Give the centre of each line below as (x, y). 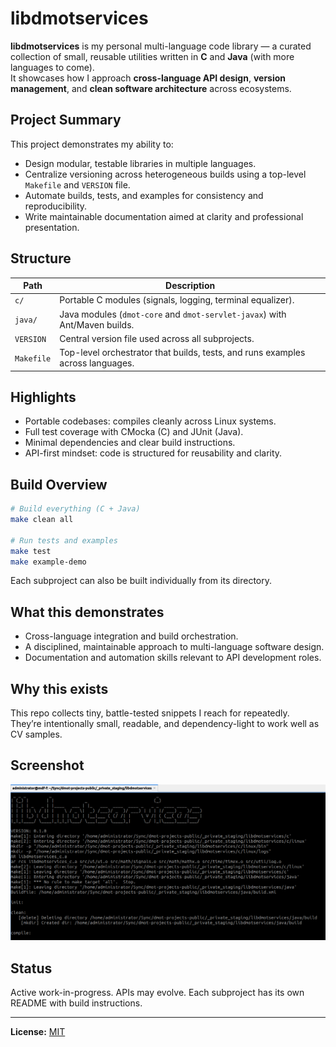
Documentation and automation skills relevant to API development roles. (173, 658)
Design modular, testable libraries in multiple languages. (140, 163)
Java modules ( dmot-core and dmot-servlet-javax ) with (173, 314)
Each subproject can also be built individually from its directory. (141, 581)
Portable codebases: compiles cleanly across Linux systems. (150, 421)
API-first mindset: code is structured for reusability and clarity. (153, 453)
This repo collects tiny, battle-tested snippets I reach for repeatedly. (150, 713)
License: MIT (38, 1032)
